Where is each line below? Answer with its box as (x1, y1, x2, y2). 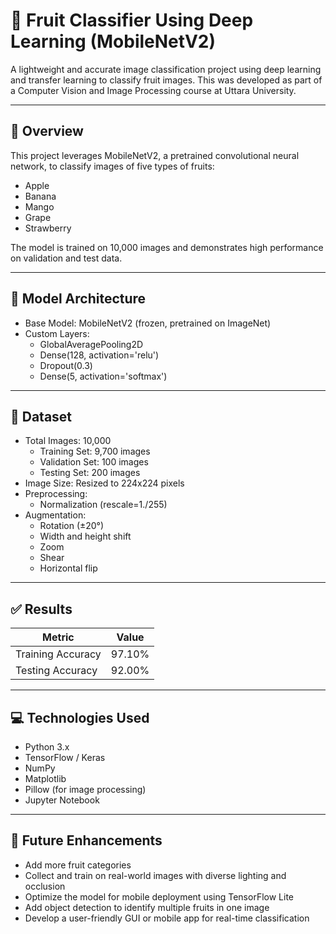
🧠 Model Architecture (10, 290, 147, 308)
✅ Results (10, 600, 73, 618)
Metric (42, 630, 75, 644)
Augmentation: (24, 509, 87, 521)
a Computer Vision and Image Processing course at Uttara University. (10, 84, 297, 96)
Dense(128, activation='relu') (39, 349, 160, 361)
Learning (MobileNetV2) (10, 30, 216, 53)
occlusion (24, 880, 66, 892)
